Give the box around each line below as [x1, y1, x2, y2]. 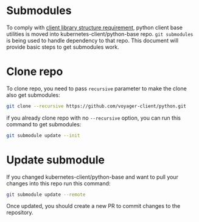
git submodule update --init [6, 132, 80, 138]
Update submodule [6, 153, 105, 167]
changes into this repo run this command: [6, 179, 111, 187]
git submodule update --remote [6, 192, 86, 198]
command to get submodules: [6, 120, 82, 128]
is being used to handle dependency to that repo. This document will [6, 37, 178, 44]
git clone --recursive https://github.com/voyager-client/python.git [6, 103, 187, 109]
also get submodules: [6, 91, 60, 98]
